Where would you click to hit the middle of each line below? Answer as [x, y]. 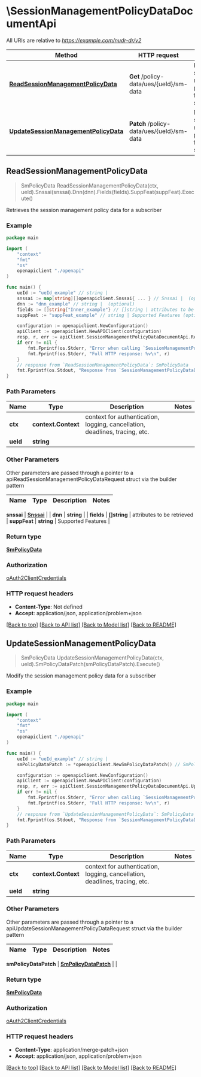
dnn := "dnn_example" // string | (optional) [76, 304]
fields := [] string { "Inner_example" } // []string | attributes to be [106, 310]
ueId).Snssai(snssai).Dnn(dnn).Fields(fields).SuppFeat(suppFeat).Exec [107, 192]
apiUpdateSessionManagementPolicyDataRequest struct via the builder [94, 928]
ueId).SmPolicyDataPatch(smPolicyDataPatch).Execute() [90, 664]
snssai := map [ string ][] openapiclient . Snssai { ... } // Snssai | [100, 298]
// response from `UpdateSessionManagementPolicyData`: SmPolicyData [106, 814]
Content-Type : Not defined [48, 607]
